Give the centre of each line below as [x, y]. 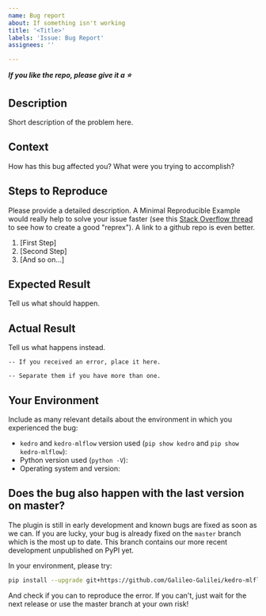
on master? [37, 506]
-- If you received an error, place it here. [84, 362]
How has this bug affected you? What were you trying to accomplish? [122, 166]
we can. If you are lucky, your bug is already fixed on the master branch [125, 533]
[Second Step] [43, 251]
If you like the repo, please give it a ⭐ [70, 75]
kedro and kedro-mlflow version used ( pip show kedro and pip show [129, 443]
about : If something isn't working [67, 23]
